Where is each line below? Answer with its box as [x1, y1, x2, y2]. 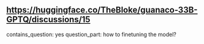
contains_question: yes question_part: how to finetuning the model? [6, 31, 177, 38]
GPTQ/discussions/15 [6, 15, 90, 25]
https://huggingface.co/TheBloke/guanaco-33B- [6, 5, 198, 15]
